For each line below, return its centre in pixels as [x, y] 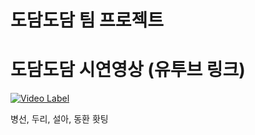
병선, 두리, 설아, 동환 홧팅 [59, 119]
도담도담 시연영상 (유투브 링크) [128, 70]
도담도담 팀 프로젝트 [87, 20]
